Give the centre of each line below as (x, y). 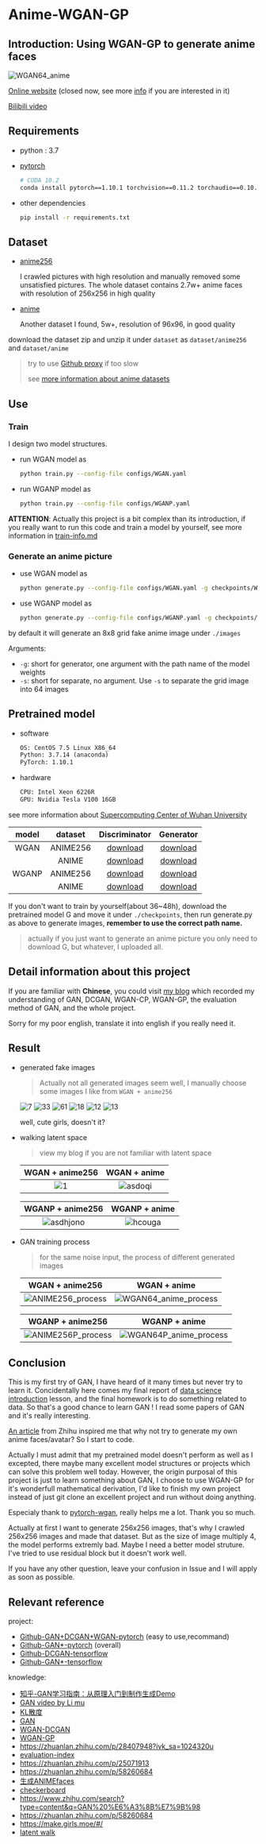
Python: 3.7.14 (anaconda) (64, 755)
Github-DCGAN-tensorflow (64, 1653)
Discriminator (125, 834)
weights (32, 672)
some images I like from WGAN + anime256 (106, 1091)
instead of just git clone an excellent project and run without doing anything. (132, 1497)
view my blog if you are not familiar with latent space (125, 1153)
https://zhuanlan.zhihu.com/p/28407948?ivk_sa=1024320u (116, 1746)
